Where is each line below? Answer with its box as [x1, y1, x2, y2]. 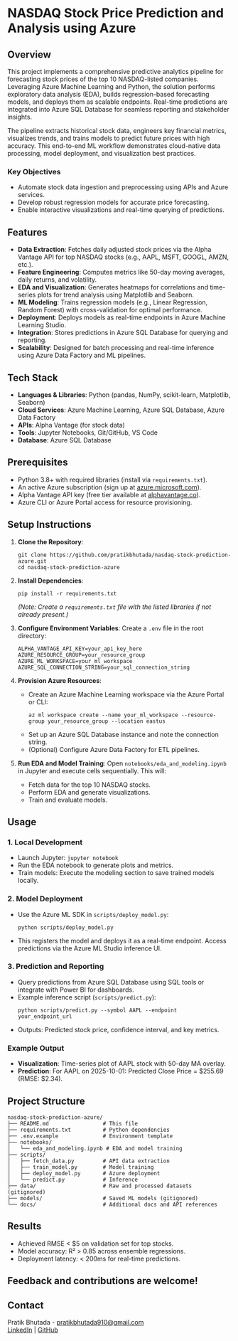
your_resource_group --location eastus [47, 717, 166, 725]
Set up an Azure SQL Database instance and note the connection [28, 730, 219, 738]
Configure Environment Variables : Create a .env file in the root [17, 624, 204, 632]
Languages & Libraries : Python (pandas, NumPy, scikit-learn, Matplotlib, [17, 390, 231, 399]
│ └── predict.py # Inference [7, 1176, 139, 1183]
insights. [7, 112, 33, 121]
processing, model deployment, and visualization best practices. [7, 149, 197, 157]
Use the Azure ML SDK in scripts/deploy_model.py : [17, 910, 169, 918]
